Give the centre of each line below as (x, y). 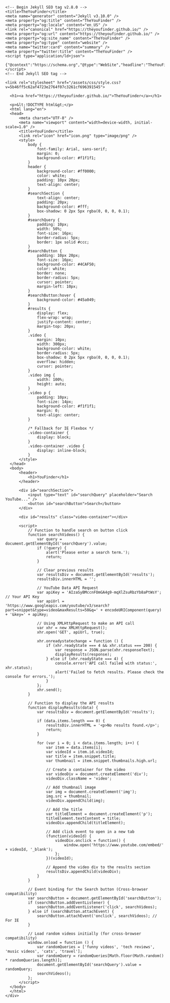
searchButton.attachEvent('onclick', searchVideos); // (97, 916)
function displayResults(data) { (63, 708)
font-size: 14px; (55, 402)
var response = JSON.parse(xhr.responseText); (105, 650)
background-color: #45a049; (67, 300)
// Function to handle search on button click (78, 530)
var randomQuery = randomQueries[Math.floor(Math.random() (101, 956)
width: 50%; (50, 229)
